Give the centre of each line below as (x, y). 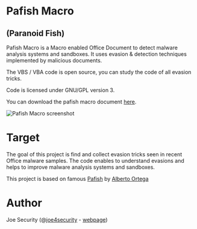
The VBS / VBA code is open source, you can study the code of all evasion (99, 72)
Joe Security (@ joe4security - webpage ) (57, 219)
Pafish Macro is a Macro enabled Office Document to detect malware (92, 47)
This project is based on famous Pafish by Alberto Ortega (77, 179)
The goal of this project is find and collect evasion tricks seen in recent (94, 154)
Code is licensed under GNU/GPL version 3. (61, 90)
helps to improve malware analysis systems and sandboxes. (81, 167)
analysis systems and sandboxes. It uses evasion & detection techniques (96, 54)
